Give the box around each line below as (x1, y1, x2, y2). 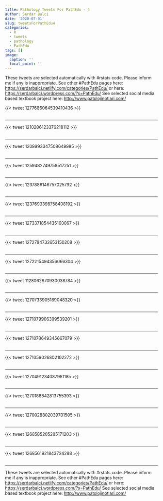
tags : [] (5, 48, 23, 53)
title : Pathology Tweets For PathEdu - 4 (5, 7, 90, 12)
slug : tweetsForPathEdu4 (5, 20, 55, 26)
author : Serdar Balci (5, 12, 49, 17)
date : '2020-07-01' (5, 16, 45, 21)
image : (5, 52, 18, 58)
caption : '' (9, 57, 34, 62)
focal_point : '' (9, 61, 42, 66)
